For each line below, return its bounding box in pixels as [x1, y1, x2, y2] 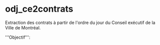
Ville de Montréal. [5, 24, 41, 30]
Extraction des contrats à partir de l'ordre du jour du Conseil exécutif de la [5, 20, 156, 25]
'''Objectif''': [5, 34, 31, 40]
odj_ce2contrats [5, 3, 73, 15]
